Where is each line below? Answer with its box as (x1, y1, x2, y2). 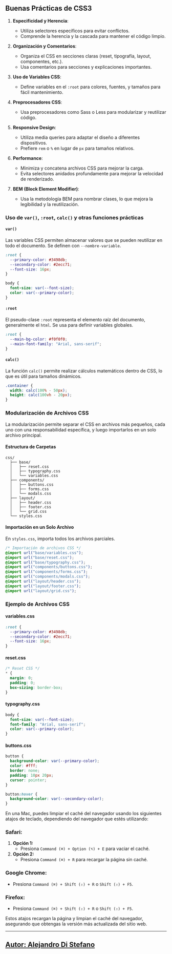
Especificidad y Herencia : (12, 17, 69, 24)
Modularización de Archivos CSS (5, 409, 89, 417)
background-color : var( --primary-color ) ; (10, 758, 100, 764)
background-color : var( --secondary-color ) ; (10, 796, 104, 801)
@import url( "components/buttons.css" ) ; (5, 565, 93, 570)
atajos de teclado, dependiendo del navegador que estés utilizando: (5, 816, 148, 822)
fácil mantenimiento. (20, 89, 63, 95)
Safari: (5, 828, 23, 836)
